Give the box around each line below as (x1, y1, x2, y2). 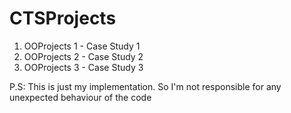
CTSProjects (9, 7, 117, 30)
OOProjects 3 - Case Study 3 (23, 61, 144, 73)
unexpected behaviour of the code (9, 91, 152, 103)
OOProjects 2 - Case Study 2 (23, 50, 144, 62)
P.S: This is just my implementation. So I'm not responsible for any (9, 80, 282, 92)
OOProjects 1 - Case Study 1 (23, 40, 141, 52)
